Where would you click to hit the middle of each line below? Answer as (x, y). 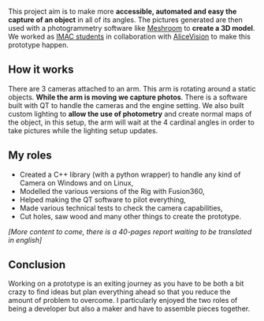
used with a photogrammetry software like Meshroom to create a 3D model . (132, 28)
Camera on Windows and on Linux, (76, 183)
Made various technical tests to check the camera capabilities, (121, 207)
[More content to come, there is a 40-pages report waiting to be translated (130, 231)
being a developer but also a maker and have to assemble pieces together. (129, 309)
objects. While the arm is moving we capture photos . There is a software (128, 97)
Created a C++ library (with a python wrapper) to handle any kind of (130, 174)
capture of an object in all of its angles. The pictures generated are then (125, 20)
